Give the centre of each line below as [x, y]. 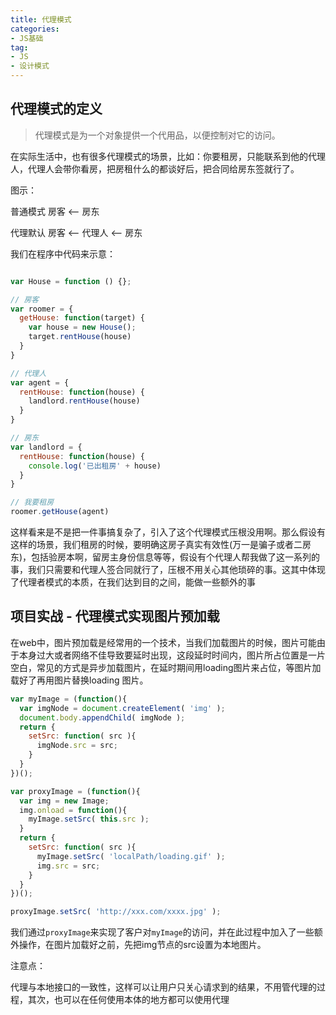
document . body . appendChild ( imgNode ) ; [102, 717]
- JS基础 [27, 38]
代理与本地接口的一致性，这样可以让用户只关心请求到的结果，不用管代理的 [163, 987]
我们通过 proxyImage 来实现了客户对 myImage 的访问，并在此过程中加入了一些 [162, 932]
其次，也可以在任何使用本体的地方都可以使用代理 [128, 1000]
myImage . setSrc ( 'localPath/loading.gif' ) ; [131, 856]
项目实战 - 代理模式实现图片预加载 [115, 616]
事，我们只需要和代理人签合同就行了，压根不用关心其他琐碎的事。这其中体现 [168, 570]
